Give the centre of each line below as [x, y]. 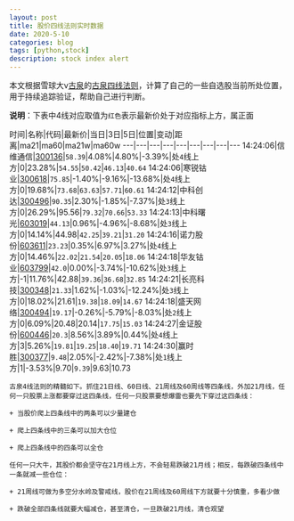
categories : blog [41, 42]
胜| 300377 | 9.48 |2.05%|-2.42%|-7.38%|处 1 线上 [96, 357]
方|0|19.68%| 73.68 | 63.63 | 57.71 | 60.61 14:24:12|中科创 [106, 190]
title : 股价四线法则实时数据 [57, 26]
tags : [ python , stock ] [49, 51]
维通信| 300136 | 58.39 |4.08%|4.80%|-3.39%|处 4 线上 [104, 156]
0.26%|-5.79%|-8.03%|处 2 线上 [135, 312]
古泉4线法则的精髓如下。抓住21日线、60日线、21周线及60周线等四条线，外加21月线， [144, 387]
